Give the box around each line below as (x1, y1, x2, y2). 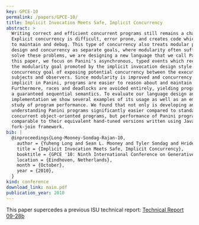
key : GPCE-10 (6, 8, 38, 15)
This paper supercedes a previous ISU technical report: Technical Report (6, 206, 184, 213)
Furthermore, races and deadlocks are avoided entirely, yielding (11, 86, 179, 92)
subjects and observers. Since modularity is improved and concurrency (11, 74, 192, 80)
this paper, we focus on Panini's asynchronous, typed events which (11, 58, 184, 64)
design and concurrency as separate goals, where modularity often (11, 47, 182, 53)
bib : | (6, 129, 23, 136)
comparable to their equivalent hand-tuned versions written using (11, 119, 182, 125)
